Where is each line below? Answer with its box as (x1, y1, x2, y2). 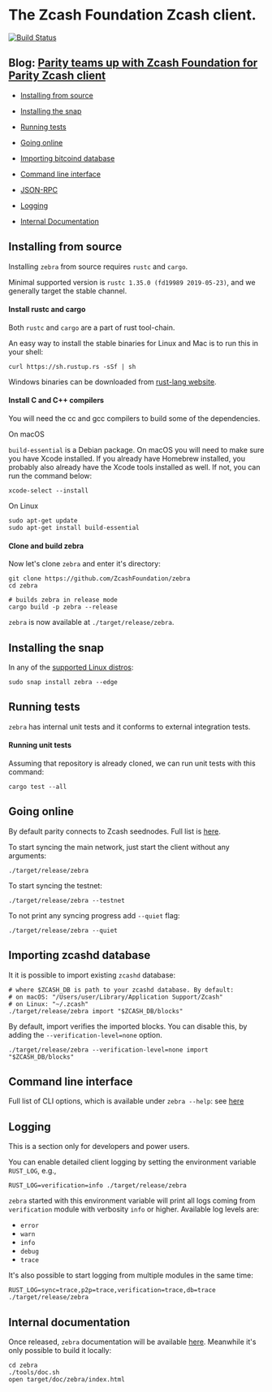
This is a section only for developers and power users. (8, 1142, 190, 1151)
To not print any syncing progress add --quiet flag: (8, 910, 180, 920)
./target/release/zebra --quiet (8, 926, 118, 935)
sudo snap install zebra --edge (8, 678, 118, 686)
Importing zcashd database (8, 948, 151, 962)
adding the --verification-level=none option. (8, 1030, 162, 1039)
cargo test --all (8, 783, 67, 791)
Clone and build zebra (8, 540, 84, 550)
